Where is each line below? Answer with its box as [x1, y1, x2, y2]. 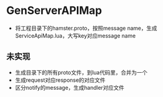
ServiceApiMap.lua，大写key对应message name [15, 32, 136, 39]
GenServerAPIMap [6, 4, 102, 18]
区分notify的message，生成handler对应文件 [15, 84, 125, 91]
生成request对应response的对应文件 [15, 76, 106, 84]
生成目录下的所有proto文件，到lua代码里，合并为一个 [15, 69, 148, 76]
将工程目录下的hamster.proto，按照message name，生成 [15, 24, 158, 32]
